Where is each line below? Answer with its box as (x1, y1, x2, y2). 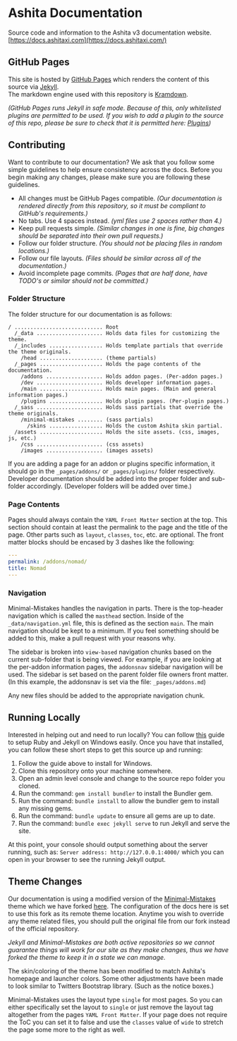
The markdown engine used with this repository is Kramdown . (8, 90, 189, 98)
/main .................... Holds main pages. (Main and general (20, 385, 217, 392)
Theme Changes (8, 876, 83, 888)
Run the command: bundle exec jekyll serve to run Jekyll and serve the (18, 819, 231, 827)
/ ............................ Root (8, 323, 119, 331)
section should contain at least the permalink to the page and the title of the (8, 523, 229, 532)
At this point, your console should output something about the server (8, 840, 208, 848)
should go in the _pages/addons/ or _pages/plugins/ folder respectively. (8, 467, 216, 475)
